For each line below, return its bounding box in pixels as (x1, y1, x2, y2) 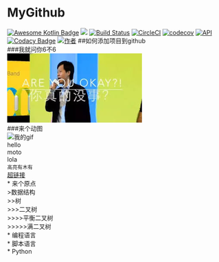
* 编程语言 (7, 230, 36, 239)
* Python (7, 247, 32, 255)
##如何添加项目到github (78, 36, 146, 45)
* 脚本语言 (7, 239, 36, 248)
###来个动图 (7, 124, 43, 132)
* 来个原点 (7, 179, 36, 187)
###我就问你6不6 (7, 45, 56, 53)
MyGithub (7, 5, 65, 21)
